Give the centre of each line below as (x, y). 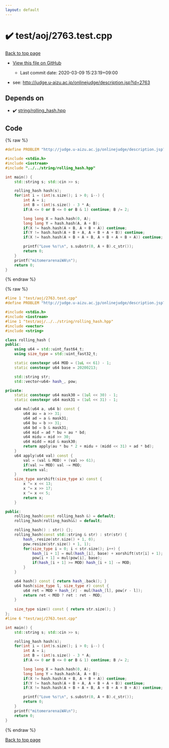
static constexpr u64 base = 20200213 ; (56, 368)
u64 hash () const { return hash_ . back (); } (61, 581)
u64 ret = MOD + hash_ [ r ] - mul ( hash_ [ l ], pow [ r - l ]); (83, 591)
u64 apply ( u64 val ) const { (44, 456)
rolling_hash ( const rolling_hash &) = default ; (65, 516)
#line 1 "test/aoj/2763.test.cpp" (41, 298)
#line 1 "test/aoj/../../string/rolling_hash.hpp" (59, 321)
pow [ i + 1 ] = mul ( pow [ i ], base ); (67, 558)
